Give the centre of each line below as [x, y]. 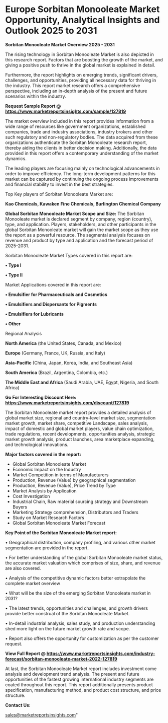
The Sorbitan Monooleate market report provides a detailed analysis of [78, 412]
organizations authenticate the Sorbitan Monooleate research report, [76, 142]
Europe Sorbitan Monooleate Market [82, 9]
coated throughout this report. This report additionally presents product [79, 684]
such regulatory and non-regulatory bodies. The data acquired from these [81, 137]
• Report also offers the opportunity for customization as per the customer [82, 638]
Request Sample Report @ [33, 106]
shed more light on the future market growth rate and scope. [68, 628]
